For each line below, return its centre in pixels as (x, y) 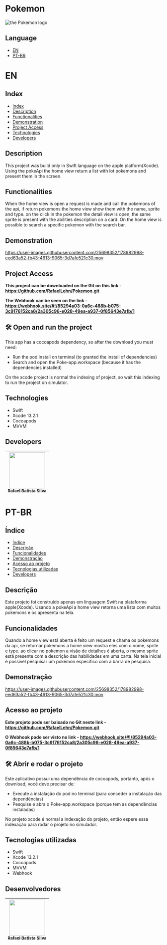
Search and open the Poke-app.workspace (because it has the (77, 362)
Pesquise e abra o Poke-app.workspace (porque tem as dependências (85, 804)
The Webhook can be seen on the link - (46, 300)
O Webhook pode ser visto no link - (42, 737)
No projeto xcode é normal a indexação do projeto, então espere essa (77, 819)
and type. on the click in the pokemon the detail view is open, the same (78, 214)
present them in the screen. (33, 176)
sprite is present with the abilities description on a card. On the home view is (83, 219)
